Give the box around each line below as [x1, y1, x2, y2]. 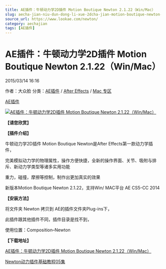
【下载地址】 [5, 238, 31, 244]
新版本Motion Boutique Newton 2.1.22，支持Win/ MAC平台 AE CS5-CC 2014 [5, 185, 160, 191]
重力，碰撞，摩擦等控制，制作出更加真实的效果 [5, 174, 100, 180]
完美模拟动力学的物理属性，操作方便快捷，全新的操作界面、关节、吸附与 [5, 157, 152, 164]
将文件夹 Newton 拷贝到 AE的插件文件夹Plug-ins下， [5, 206, 112, 212]
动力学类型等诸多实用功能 [18, 164, 70, 170]
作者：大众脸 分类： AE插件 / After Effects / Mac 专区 [5, 88, 112, 94]
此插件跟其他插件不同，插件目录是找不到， [5, 216, 92, 222]
